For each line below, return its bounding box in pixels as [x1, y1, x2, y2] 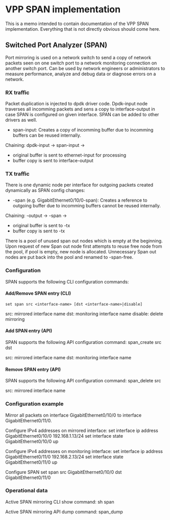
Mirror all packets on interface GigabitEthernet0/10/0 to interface [5, 412, 142, 418]
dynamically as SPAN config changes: [5, 187, 85, 193]
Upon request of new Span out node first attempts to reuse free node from [5, 243, 162, 249]
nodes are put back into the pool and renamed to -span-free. [5, 254, 134, 261]
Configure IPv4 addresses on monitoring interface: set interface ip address [5, 448, 163, 454]
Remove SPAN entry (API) [5, 366, 61, 372]
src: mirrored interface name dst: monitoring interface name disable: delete [5, 311, 163, 317]
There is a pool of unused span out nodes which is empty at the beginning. [5, 238, 163, 244]
